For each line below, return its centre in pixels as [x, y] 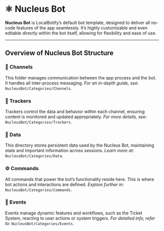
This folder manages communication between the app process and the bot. [81, 77]
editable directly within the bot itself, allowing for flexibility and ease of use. [81, 33]
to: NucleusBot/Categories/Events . [40, 223]
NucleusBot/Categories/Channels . [39, 88]
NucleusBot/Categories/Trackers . [39, 122]
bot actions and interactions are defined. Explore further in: [64, 184]
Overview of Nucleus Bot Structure [59, 53]
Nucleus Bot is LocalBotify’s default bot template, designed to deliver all [78, 23]
